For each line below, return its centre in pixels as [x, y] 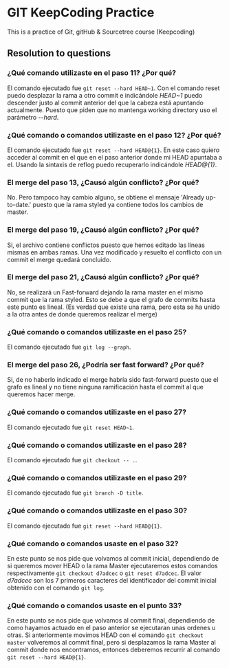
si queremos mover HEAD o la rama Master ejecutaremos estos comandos [112, 565]
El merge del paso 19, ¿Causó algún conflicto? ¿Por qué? [103, 230]
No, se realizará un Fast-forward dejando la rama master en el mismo [105, 292]
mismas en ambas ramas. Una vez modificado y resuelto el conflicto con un [115, 252]
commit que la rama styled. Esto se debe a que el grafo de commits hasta [111, 299]
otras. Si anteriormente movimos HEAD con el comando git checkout [106, 635]
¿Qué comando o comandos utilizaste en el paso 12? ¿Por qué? [114, 135]
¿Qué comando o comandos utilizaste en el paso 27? [97, 412]
